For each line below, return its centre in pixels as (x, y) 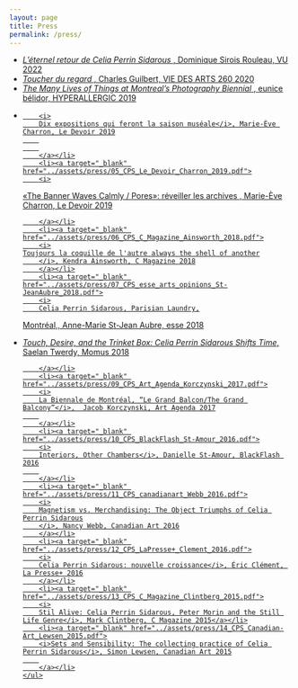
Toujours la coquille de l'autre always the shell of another (141, 254)
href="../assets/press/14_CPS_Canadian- (208, 629)
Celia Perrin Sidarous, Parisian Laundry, (119, 308)
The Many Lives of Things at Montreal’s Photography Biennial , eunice (153, 89)
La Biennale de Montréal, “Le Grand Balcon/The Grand (141, 400)
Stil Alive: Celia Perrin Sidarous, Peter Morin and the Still (159, 612)
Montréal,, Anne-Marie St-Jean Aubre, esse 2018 (113, 326)
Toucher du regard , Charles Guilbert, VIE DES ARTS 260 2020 (138, 79)
